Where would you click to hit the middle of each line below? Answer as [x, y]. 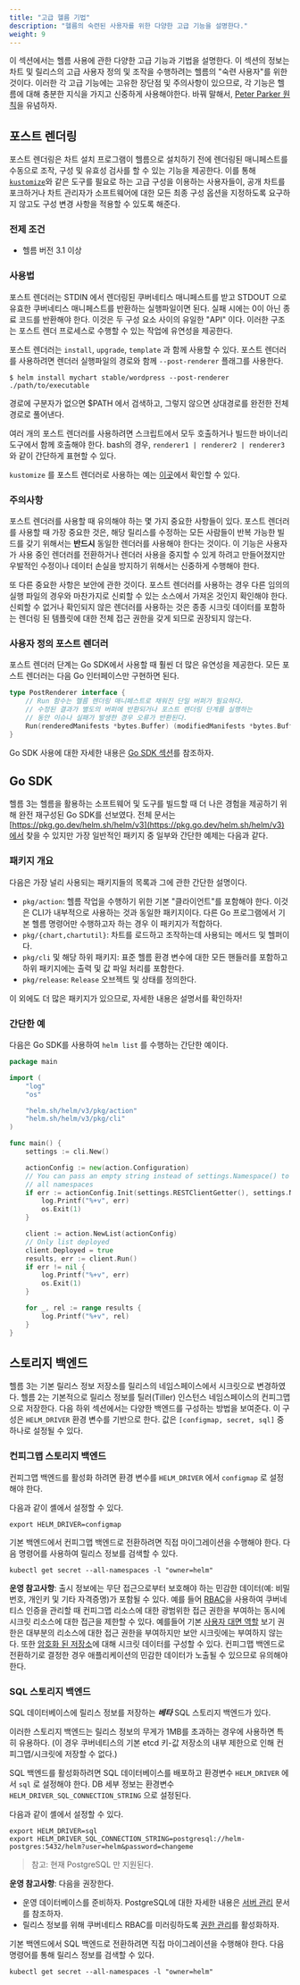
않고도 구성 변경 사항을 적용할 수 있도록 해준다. [100, 204]
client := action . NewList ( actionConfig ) [101, 1234]
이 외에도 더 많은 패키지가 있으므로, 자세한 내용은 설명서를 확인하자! [126, 998]
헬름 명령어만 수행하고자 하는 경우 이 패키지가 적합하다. [127, 923]
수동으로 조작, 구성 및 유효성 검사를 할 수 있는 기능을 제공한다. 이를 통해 [133, 171]
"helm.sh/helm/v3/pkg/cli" [75, 1119]
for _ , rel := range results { [83, 1308]
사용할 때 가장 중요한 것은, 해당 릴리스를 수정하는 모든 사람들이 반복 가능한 [147, 532]
